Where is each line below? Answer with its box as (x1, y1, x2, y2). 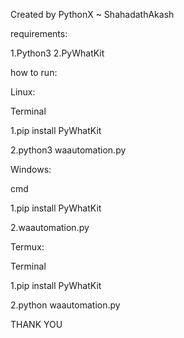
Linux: (10, 86, 36, 98)
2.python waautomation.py (10, 299, 121, 311)
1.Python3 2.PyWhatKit (10, 47, 105, 59)
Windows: (10, 164, 52, 175)
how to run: (10, 67, 58, 78)
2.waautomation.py (10, 222, 90, 233)
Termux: (10, 241, 45, 253)
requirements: (10, 28, 68, 39)
